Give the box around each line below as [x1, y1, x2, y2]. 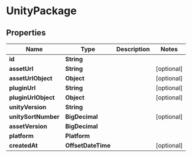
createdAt [9, 142, 38, 149]
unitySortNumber [9, 113, 60, 120]
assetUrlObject [9, 74, 53, 82]
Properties [6, 28, 46, 38]
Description [116, 45, 150, 53]
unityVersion [9, 103, 47, 111]
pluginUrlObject [9, 93, 55, 102]
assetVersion [9, 122, 47, 130]
